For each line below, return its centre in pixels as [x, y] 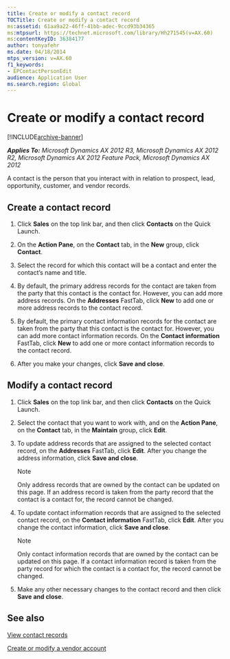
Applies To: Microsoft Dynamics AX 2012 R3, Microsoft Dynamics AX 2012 [113, 150]
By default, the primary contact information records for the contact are [117, 321]
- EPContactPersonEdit [39, 71]
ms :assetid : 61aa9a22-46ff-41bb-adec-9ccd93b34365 [81, 26]
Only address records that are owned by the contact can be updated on [118, 484]
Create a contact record [59, 207]
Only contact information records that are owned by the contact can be [117, 554]
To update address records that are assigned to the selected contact [114, 443]
